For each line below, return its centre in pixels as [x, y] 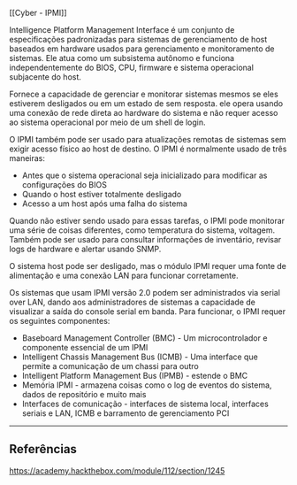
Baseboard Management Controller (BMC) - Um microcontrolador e [145, 338]
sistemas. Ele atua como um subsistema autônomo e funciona [122, 58]
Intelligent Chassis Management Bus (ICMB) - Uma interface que [140, 357]
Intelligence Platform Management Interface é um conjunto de [122, 30]
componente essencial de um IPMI [85, 347]
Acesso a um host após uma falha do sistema [105, 204]
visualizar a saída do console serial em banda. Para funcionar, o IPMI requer [147, 312]
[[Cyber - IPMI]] [38, 13]
